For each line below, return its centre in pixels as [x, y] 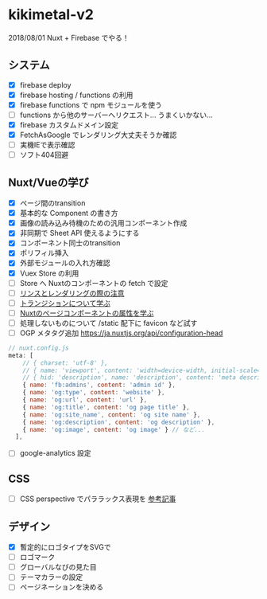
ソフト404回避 [44, 155]
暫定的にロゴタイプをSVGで [65, 547]
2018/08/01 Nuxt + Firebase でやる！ [69, 37]
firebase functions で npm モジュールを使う [91, 104]
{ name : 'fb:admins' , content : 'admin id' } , [99, 385]
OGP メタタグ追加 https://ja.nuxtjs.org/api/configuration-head [121, 333]
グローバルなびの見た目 [58, 567]
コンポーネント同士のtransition [70, 243]
